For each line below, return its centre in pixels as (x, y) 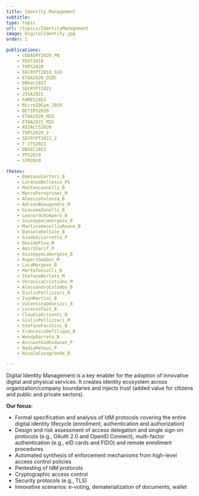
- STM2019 (29, 160)
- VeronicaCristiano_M (45, 282)
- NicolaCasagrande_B (43, 353)
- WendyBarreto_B (38, 337)
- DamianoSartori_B (41, 177)
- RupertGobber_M (38, 260)
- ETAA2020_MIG (36, 116)
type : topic (21, 23)
